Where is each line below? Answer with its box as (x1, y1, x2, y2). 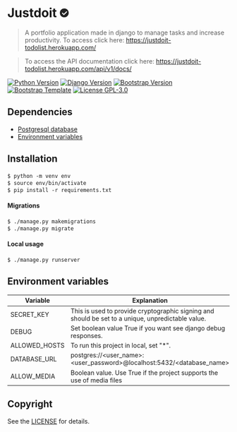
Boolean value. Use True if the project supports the (70, 368, 219, 377)
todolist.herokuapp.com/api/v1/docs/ (24, 64, 132, 73)
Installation (7, 153, 58, 165)
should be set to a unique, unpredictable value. (70, 314, 207, 323)
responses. (70, 331, 103, 340)
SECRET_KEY (10, 311, 49, 319)
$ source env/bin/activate (7, 179, 87, 186)
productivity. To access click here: (24, 35, 125, 44)
